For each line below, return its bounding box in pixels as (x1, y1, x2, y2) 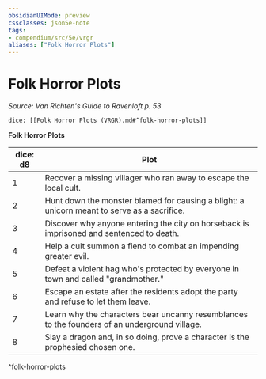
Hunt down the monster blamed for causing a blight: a (44, 195, 245, 207)
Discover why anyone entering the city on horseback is (44, 218, 249, 229)
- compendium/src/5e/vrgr (8, 33, 93, 42)
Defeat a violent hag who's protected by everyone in (44, 263, 240, 275)
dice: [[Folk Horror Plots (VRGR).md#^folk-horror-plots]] (8, 116, 207, 125)
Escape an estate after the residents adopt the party (44, 286, 239, 298)
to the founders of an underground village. (44, 319, 202, 330)
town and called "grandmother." (44, 274, 164, 285)
